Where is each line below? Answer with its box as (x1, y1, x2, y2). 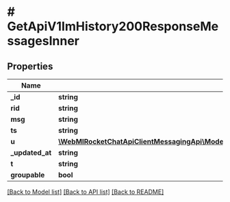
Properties (7, 60, 53, 72)
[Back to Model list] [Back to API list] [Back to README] (7, 188, 164, 196)
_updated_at (10, 148, 52, 157)
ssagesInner (7, 34, 80, 49)
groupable (10, 171, 45, 179)
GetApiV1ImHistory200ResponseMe (7, 18, 219, 34)
